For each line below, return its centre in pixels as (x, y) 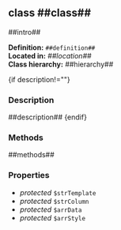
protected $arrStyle (52, 217)
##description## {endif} (47, 117)
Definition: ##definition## (52, 47)
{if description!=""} (39, 79)
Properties (29, 175)
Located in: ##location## (50, 55)
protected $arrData (51, 209)
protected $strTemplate (58, 192)
